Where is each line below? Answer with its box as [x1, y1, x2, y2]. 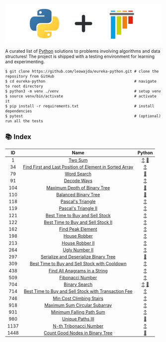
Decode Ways [64, 178, 93, 184]
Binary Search [64, 281, 93, 287]
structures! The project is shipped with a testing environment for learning [5, 54, 155, 59]
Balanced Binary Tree [56, 191, 100, 197]
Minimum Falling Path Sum [51, 309, 105, 315]
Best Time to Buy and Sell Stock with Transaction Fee [23, 288, 133, 294]
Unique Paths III [62, 316, 94, 322]
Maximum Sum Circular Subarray [44, 302, 112, 308]
